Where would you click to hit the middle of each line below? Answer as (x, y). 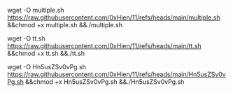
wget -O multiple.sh (36, 10)
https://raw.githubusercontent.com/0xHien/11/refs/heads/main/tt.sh (104, 46)
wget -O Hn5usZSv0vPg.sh (47, 67)
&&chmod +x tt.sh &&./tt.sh (46, 53)
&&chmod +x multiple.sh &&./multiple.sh (65, 25)
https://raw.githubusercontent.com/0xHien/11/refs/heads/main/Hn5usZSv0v (116, 74)
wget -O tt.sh (26, 38)
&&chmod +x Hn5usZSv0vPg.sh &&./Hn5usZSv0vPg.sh (105, 82)
